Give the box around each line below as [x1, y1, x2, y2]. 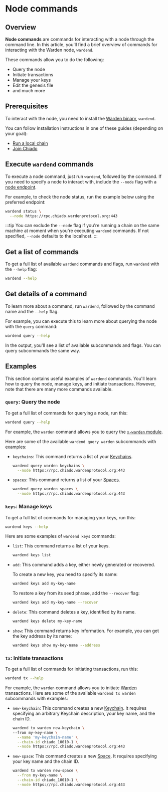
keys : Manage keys [5, 503, 52, 510]
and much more [12, 88, 46, 93]
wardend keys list [12, 552, 51, 558]
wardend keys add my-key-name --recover [12, 600, 98, 605]
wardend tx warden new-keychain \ [12, 725, 85, 730]
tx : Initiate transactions [5, 655, 64, 662]
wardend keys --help [5, 524, 49, 529]
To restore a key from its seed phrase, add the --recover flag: [12, 590, 140, 597]
